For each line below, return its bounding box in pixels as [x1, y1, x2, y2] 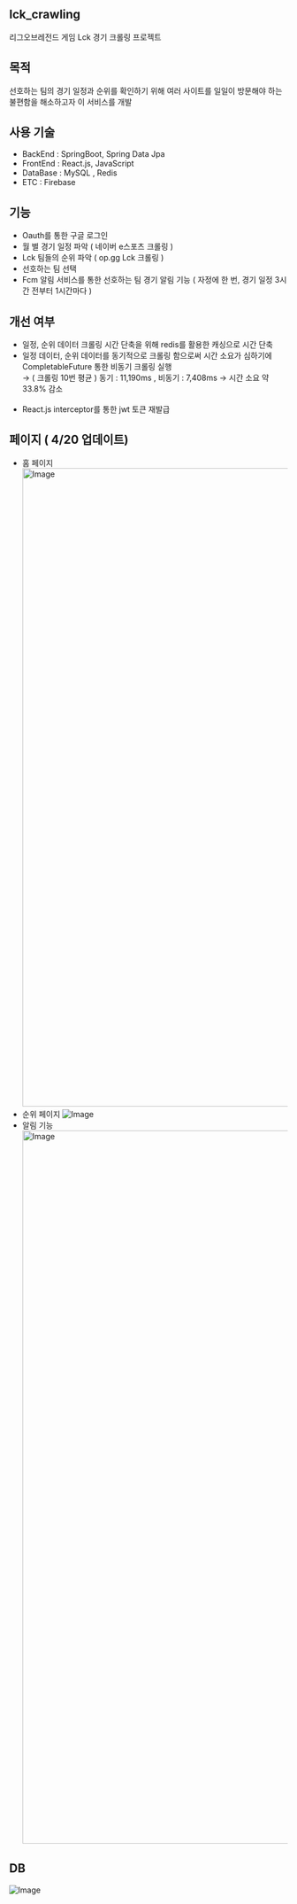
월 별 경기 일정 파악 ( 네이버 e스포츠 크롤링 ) [21, 241, 174, 252]
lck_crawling [9, 7, 81, 22]
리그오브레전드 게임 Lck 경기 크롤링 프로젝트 [9, 31, 162, 43]
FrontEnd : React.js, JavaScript [21, 159, 134, 169]
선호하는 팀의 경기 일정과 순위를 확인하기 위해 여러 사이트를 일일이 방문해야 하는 [9, 85, 283, 96]
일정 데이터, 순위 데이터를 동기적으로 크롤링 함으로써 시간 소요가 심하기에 [21, 350, 272, 361]
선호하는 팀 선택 [21, 263, 77, 274]
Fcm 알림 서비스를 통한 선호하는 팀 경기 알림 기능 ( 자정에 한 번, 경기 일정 [21, 275, 273, 285]
